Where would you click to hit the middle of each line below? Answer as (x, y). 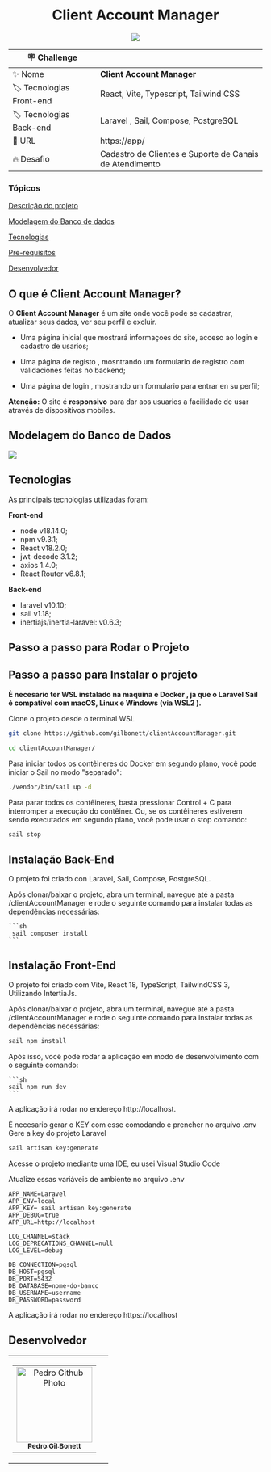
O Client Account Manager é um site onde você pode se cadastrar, (121, 313)
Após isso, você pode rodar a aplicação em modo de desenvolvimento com (134, 1056)
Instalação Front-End (63, 965)
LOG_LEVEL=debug (35, 1250)
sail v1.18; (35, 613)
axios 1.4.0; (39, 565)
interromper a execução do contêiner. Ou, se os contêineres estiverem (126, 811)
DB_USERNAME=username (45, 1293)
